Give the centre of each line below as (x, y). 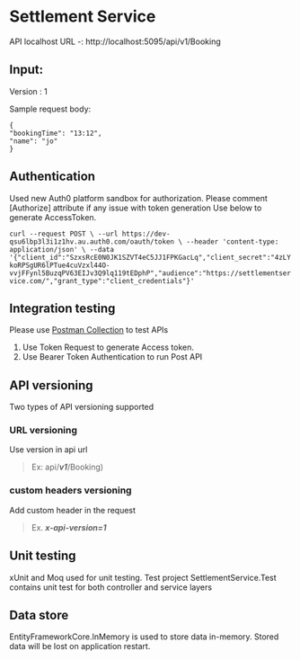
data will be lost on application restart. (80, 647)
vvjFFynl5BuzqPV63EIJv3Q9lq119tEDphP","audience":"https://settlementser (150, 273)
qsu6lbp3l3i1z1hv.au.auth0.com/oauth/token (92, 241)
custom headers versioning (71, 490)
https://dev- (146, 234)
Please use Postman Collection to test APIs (89, 330)
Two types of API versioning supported (82, 407)
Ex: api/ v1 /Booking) (67, 467)
